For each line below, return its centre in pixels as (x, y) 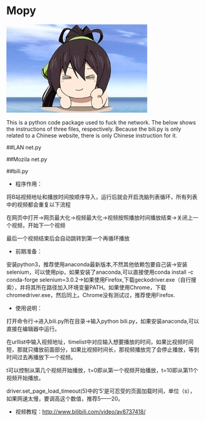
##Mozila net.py (27, 159)
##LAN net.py (24, 147)
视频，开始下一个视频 (38, 225)
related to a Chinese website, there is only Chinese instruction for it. (92, 135)
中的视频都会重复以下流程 (39, 204)
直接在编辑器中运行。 (33, 328)
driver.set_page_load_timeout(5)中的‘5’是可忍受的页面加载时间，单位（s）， (101, 391)
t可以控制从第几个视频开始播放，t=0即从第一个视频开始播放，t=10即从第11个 (102, 370)
